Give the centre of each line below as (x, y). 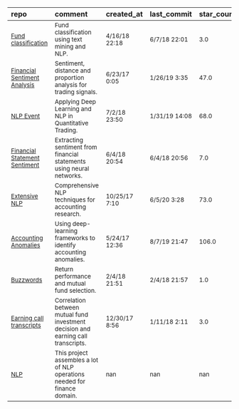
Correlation (70, 300)
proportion (69, 78)
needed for (70, 382)
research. (68, 214)
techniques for (75, 200)
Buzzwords (27, 280)
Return (64, 269)
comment (71, 14)
